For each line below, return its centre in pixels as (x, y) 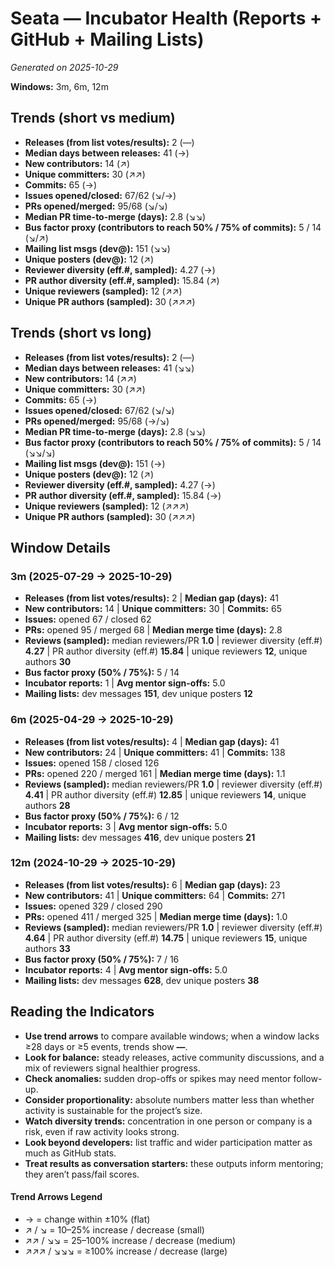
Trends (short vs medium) (93, 118)
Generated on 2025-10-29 (64, 67)
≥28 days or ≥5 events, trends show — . (106, 1046)
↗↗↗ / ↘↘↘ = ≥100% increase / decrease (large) (126, 1251)
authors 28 (47, 805)
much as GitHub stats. (70, 1153)
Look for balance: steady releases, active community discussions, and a (174, 1057)
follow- (308, 1078)
